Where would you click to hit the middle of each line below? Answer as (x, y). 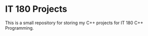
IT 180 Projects (36, 9)
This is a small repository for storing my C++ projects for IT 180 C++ (74, 23)
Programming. (19, 28)
